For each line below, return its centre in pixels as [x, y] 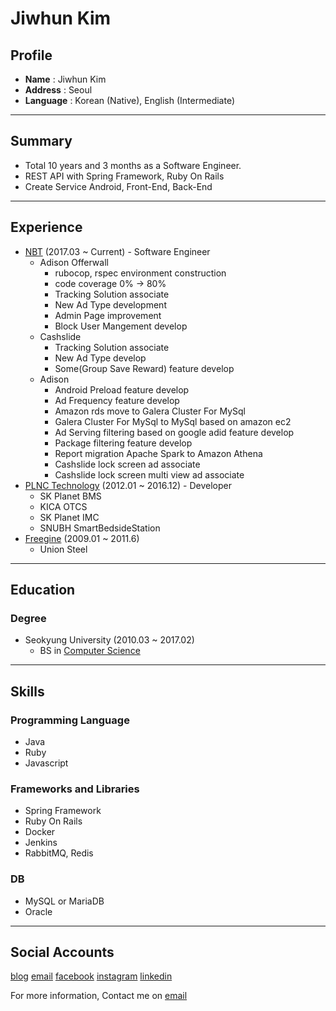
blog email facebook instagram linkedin [91, 976]
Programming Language [70, 720]
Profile [31, 55]
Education [43, 590]
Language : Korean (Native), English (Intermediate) [130, 100]
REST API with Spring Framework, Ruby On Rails [124, 176]
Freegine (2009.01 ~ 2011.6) [82, 538]
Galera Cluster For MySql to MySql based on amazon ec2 [173, 421]
